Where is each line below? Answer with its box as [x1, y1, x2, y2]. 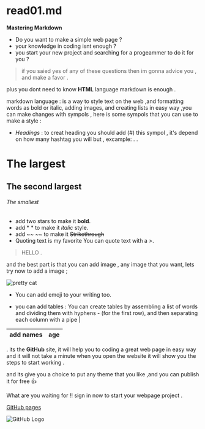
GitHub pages [6, 403, 42, 411]
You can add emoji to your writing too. [15, 290, 112, 298]
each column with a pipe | [15, 316, 81, 323]
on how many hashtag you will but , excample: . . [15, 135, 138, 143]
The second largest [6, 181, 82, 192]
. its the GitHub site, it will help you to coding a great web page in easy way [6, 346, 196, 353]
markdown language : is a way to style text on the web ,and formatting [6, 97, 184, 105]
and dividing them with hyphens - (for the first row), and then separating [15, 309, 198, 316]
